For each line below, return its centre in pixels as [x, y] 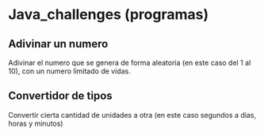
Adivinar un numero [58, 44]
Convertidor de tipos [60, 96]
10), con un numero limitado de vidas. [69, 71]
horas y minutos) [36, 123]
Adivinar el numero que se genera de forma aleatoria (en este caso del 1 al [130, 62]
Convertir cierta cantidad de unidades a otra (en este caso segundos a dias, [132, 115]
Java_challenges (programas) [108, 15]
